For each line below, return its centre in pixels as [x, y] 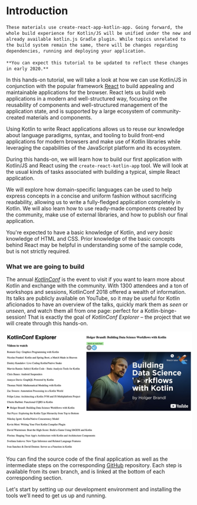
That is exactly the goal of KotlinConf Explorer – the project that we [109, 317]
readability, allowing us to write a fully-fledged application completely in [93, 202]
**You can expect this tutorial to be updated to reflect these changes [97, 63]
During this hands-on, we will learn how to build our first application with [94, 159]
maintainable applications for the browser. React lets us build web [86, 92]
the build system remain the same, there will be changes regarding [92, 45]
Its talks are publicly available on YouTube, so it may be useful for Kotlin [93, 298]
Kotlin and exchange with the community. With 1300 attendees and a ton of [97, 286]
